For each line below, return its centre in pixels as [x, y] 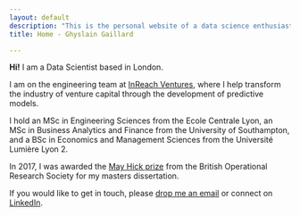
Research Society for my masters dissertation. [94, 176]
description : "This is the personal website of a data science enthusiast [151, 26]
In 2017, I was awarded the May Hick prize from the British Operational [138, 167]
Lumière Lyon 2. [39, 149]
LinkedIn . [26, 203]
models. [24, 104]
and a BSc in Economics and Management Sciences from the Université [142, 140]
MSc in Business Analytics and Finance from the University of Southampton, [150, 130]
